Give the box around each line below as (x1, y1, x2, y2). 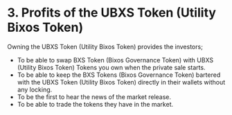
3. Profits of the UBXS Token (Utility (7, 5, 217, 21)
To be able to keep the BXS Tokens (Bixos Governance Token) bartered (17, 71, 221, 79)
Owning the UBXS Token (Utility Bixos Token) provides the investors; (7, 42, 203, 51)
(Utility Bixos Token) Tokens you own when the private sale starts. (17, 63, 206, 71)
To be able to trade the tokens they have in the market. (17, 100, 174, 108)
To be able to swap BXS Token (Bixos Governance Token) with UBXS (17, 55, 214, 64)
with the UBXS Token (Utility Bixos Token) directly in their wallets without (17, 78, 226, 86)
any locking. (17, 85, 53, 94)
